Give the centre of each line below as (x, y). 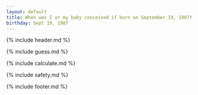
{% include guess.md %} (37, 52)
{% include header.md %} (38, 40)
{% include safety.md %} (37, 75)
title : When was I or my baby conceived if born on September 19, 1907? (99, 17)
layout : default (26, 12)
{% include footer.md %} (37, 87)
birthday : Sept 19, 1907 (37, 23)
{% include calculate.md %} (41, 63)
